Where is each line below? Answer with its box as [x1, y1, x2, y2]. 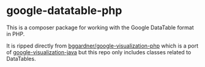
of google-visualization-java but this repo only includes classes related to [6, 48, 192, 55]
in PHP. [6, 30, 25, 37]
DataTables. [6, 55, 36, 62]
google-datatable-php [6, 4, 122, 18]
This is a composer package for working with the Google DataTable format [6, 24, 194, 31]
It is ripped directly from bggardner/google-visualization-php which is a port [6, 42, 199, 49]
